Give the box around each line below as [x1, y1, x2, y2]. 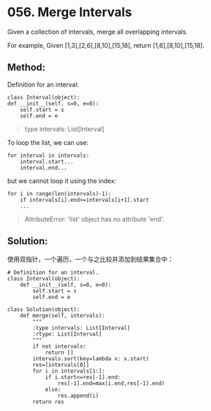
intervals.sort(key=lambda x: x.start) [32, 355, 150, 362]
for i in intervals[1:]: [32, 367, 105, 374]
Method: [7, 61, 46, 74]
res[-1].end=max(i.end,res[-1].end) [57, 379, 165, 387]
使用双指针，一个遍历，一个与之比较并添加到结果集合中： [7, 255, 174, 263]
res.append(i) [57, 392, 99, 399]
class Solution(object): [7, 305, 80, 313]
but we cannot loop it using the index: [7, 177, 117, 185]
